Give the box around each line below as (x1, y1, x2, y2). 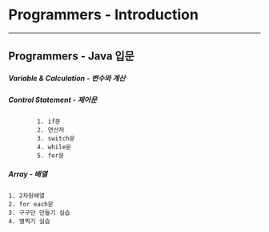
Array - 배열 (8, 169, 48, 179)
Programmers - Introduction (8, 6, 199, 24)
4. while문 (37, 143, 72, 151)
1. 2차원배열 (8, 191, 46, 200)
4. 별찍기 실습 (8, 217, 50, 226)
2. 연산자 (37, 126, 65, 134)
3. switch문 (37, 134, 75, 142)
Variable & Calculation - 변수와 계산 (8, 73, 126, 83)
